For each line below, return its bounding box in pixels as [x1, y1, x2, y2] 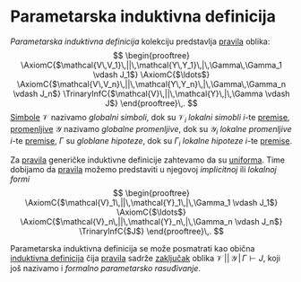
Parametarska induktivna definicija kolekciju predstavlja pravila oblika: [10, 36, 271, 47]
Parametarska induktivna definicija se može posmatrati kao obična [10, 243, 255, 254]
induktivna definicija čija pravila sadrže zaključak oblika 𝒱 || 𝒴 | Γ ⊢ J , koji [10, 253, 281, 264]
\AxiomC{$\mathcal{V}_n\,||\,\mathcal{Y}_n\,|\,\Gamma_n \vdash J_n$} [20, 216, 283, 227]
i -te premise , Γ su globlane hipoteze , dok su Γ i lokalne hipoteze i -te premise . [10, 135, 293, 148]
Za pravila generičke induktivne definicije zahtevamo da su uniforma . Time [10, 154, 286, 165]
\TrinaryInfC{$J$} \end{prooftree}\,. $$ [78, 226, 225, 237]
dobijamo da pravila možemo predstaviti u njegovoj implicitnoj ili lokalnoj [10, 164, 277, 175]
